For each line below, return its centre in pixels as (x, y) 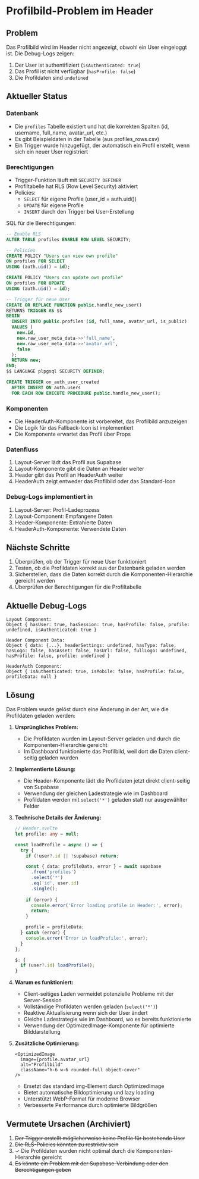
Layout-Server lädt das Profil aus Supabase (68, 462)
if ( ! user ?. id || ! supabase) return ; (72, 856)
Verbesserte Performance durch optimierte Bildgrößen (90, 1105)
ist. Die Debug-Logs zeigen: (40, 54)
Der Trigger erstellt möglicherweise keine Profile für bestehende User (100, 1138)
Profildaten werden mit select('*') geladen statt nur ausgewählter (106, 800)
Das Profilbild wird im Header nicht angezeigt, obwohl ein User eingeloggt (97, 47)
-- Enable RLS (24, 234)
